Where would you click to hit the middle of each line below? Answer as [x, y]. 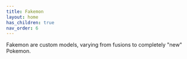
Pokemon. [18, 51]
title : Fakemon [25, 12]
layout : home [22, 17]
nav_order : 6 [22, 28]
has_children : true [30, 22]
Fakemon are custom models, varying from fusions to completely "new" [94, 45]
